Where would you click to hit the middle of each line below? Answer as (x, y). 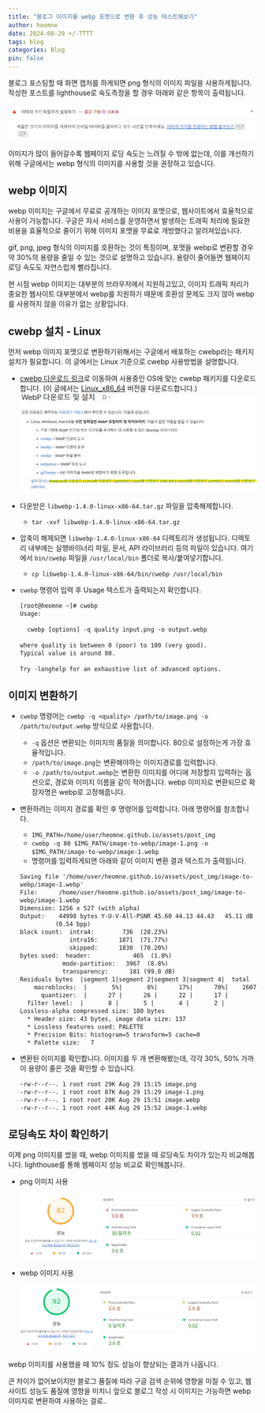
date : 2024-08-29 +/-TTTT (50, 33)
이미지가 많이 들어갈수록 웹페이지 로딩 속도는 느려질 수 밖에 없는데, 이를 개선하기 (131, 153)
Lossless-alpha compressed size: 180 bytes (92, 1011)
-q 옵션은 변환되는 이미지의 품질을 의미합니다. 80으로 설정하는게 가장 (137, 742)
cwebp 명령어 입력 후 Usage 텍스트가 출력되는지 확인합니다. (110, 590)
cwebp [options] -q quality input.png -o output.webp (117, 630)
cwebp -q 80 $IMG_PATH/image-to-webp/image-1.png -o (120, 844)
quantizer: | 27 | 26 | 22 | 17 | (134, 996)
